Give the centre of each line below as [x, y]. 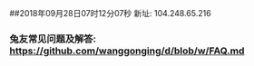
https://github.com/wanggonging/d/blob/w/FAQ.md [127, 51]
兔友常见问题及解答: [53, 39]
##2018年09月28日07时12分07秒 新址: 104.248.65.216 [110, 13]
